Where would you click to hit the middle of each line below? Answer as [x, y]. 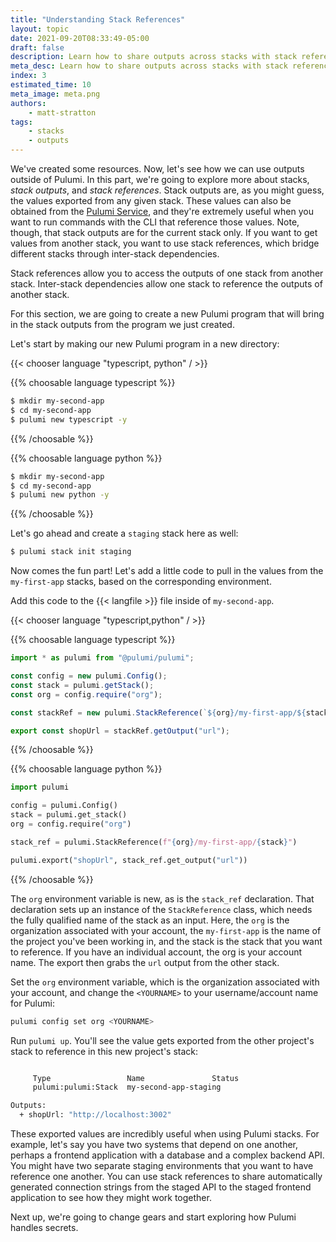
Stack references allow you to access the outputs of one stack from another [167, 273]
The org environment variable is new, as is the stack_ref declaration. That [162, 898]
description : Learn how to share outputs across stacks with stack [154, 57]
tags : [21, 122]
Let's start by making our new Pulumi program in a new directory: [145, 344]
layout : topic [40, 29]
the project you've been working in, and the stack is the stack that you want [166, 941]
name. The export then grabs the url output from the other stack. [145, 962]
